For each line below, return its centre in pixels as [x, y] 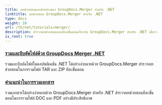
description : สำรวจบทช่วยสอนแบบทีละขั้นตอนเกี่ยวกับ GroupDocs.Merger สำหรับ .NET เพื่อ [80, 32]
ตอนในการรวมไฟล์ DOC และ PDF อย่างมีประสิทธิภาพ [49, 98]
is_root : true [19, 37]
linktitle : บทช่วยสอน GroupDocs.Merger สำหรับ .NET [54, 14]
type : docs [16, 18]
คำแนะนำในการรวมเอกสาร [30, 82]
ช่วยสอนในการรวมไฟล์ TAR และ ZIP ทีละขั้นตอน [44, 69]
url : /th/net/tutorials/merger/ [37, 28]
